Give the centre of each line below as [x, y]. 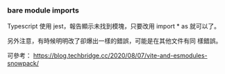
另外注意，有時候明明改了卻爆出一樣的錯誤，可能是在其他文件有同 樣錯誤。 [115, 41]
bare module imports [43, 10]
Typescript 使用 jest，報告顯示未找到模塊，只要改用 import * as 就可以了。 [114, 26]
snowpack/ [23, 64]
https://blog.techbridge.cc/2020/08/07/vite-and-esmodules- [120, 56]
